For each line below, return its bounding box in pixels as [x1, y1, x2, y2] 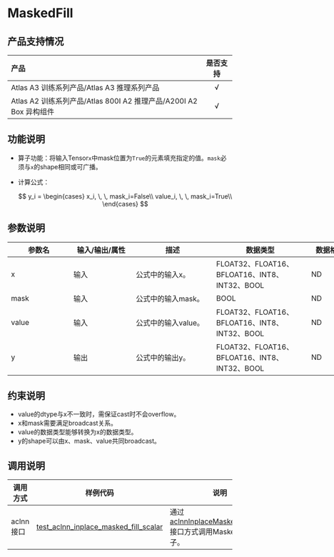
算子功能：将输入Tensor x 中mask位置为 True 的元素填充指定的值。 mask [17, 154, 221, 162]
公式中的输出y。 [136, 352, 191, 362]
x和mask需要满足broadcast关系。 [17, 419, 118, 428]
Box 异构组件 [11, 107, 55, 116]
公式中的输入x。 [136, 269, 191, 279]
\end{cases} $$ [102, 199, 148, 208]
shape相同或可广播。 [39, 162, 102, 171]
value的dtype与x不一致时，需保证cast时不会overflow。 [17, 410, 181, 418]
